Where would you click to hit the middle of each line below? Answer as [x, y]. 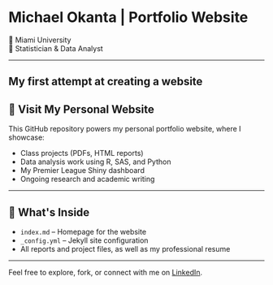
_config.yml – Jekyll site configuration [84, 240]
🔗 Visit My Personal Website [81, 109]
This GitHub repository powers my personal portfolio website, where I [125, 129]
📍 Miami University [40, 40]
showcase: [26, 137]
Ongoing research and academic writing [87, 179]
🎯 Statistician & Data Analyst [56, 48]
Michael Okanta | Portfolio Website [128, 17]
